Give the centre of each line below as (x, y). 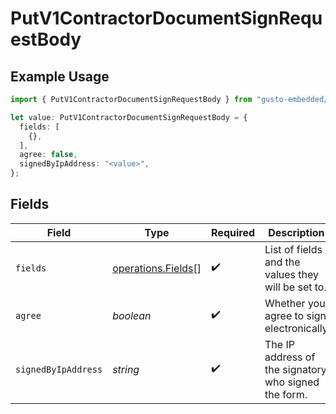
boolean (132, 315)
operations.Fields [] (157, 268)
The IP (279, 344)
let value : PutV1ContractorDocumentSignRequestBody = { (129, 117)
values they (292, 274)
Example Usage (60, 76)
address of (290, 357)
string (126, 369)
